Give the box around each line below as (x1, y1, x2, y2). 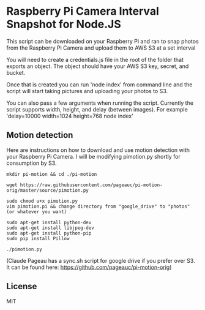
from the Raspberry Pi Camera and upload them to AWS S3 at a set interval (6, 44, 196, 51)
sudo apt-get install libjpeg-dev (6, 225, 95, 231)
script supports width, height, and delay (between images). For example (6, 105, 188, 113)
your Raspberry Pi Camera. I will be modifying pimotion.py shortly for (6, 153, 181, 160)
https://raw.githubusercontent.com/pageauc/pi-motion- (20, 182, 163, 188)
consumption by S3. (6, 159, 57, 167)
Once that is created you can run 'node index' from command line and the (6, 81, 193, 88)
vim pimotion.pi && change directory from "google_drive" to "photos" (6, 203, 190, 210)
